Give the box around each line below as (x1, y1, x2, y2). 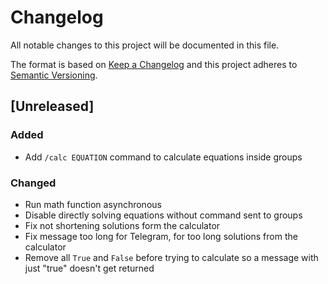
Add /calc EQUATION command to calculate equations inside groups (24, 151, 303, 163)
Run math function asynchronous (24, 198, 162, 210)
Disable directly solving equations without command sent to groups (24, 209, 303, 221)
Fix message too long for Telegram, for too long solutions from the (24, 230, 298, 242)
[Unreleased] (10, 98, 95, 115)
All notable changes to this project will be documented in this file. (10, 39, 280, 51)
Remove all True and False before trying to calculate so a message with (24, 251, 319, 263)
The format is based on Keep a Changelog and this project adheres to (10, 58, 298, 70)
